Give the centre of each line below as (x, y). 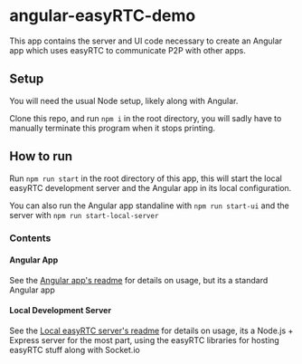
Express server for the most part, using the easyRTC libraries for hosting (145, 340)
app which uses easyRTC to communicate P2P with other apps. (127, 50)
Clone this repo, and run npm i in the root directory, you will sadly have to (146, 118)
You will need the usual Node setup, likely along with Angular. (124, 101)
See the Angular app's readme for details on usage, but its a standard (139, 280)
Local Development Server (60, 311)
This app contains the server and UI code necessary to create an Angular (146, 41)
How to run (41, 156)
